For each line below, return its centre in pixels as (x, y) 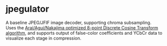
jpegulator (27, 9)
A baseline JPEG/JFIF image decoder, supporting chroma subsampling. (79, 23)
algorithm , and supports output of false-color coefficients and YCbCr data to (84, 33)
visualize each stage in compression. (43, 38)
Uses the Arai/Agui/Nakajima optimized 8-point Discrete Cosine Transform (82, 27)
